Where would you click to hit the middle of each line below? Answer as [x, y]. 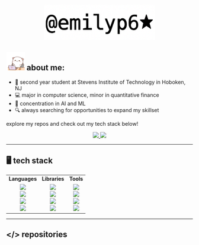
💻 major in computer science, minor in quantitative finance [87, 95]
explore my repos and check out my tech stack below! [72, 123]
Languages [23, 179]
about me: [46, 68]
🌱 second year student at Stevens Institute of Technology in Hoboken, [100, 82]
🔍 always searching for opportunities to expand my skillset [87, 110]
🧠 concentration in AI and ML [50, 103]
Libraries [53, 179]
